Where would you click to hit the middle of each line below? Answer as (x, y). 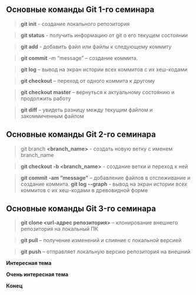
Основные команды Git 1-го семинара (80, 10)
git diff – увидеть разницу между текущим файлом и (87, 110)
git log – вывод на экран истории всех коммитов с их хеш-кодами (104, 69)
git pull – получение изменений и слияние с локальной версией (101, 240)
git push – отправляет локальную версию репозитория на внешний (105, 252)
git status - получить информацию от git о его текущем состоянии (104, 35)
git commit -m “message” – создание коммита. (79, 58)
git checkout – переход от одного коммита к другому (88, 81)
